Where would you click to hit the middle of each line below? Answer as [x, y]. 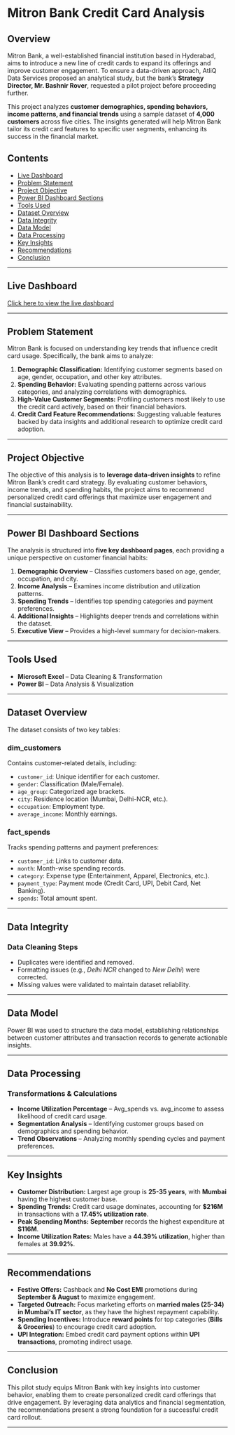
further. [18, 93]
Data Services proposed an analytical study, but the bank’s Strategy [106, 78]
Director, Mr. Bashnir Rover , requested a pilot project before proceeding [112, 85]
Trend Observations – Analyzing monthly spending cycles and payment [121, 1139]
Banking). [31, 891]
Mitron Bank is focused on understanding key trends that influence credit [113, 348]
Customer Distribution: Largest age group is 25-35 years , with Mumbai [122, 1192]
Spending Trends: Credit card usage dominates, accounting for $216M [120, 1207]
